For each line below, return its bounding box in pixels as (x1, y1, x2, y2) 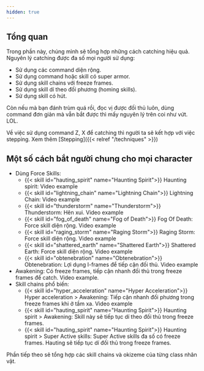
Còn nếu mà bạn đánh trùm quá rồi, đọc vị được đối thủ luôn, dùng (6, 104, 175, 112)
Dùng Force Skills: (15, 170, 61, 177)
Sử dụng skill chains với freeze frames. (15, 79, 113, 86)
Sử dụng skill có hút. (15, 93, 67, 100)
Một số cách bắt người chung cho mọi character (6, 153, 193, 164)
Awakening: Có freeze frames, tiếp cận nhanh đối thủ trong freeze (15, 267, 183, 275)
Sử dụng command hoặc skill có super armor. (15, 73, 130, 80)
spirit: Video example (24, 183, 78, 190)
